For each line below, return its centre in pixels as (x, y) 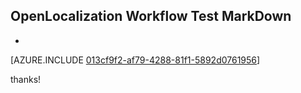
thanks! (26, 79)
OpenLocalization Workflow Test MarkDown (151, 16)
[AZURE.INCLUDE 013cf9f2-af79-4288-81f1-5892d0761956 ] (135, 60)
